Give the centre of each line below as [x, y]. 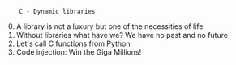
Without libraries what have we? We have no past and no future [122, 35]
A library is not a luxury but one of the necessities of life [109, 26]
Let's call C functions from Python [73, 43]
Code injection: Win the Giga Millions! [79, 52]
